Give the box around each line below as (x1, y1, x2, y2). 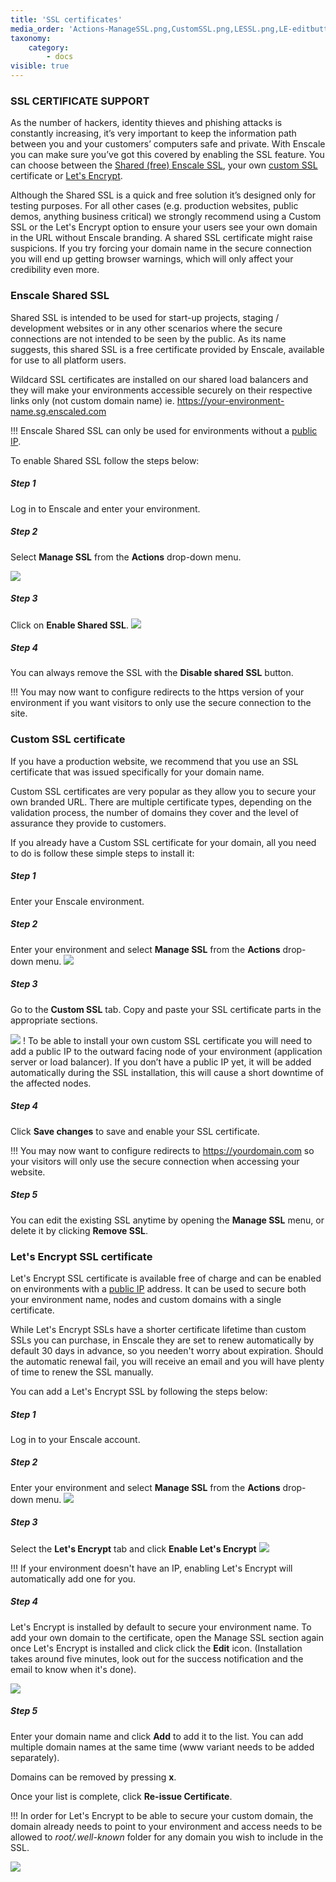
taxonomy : (10, 33, 52, 43)
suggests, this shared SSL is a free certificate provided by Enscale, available (10, 343, 325, 355)
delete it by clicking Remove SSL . (10, 1224, 149, 1236)
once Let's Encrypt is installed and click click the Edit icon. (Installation (10, 1642, 303, 1654)
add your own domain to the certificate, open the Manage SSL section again (10, 1631, 324, 1643)
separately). (10, 1751, 60, 1763)
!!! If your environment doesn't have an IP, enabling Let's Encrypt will (10, 1562, 293, 1574)
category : (28, 42, 70, 53)
